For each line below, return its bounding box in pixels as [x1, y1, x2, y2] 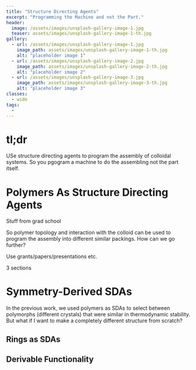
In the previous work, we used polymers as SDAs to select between [6, 304, 170, 312]
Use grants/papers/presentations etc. [6, 253, 97, 260]
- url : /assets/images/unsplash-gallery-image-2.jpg [11, 58, 144, 64]
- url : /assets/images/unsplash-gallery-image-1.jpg [11, 42, 144, 48]
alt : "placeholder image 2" [17, 69, 86, 75]
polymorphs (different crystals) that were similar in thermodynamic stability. [6, 311, 191, 318]
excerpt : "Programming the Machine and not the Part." [6, 14, 144, 20]
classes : [6, 91, 28, 97]
